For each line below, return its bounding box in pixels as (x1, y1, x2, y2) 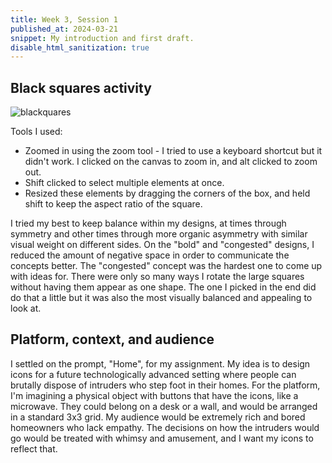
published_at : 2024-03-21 (10, 24, 118, 34)
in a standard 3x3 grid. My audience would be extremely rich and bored (10, 411, 306, 423)
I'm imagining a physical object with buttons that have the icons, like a (10, 389, 299, 401)
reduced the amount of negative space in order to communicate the (10, 249, 290, 261)
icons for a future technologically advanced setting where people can (10, 368, 297, 380)
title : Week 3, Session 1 (10, 14, 118, 25)
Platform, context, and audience (10, 331, 215, 348)
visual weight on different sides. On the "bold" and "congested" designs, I (10, 239, 315, 251)
